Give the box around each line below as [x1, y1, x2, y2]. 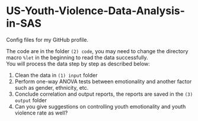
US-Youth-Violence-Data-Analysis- [6, 4, 186, 18]
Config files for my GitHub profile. [6, 36, 89, 43]
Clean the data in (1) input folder [14, 71, 98, 79]
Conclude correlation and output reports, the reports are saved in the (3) [14, 90, 193, 97]
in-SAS [6, 17, 41, 30]
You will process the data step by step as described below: [6, 60, 150, 67]
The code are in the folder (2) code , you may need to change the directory [6, 47, 189, 54]
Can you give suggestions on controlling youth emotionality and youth [14, 103, 186, 110]
